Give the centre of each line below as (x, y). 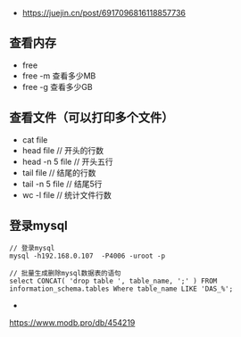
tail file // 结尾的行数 (59, 172)
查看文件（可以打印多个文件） (91, 118)
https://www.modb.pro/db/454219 (72, 323)
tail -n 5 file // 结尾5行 (62, 184)
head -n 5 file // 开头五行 (67, 161)
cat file (35, 140)
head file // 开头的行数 (63, 150)
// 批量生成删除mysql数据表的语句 (65, 274)
